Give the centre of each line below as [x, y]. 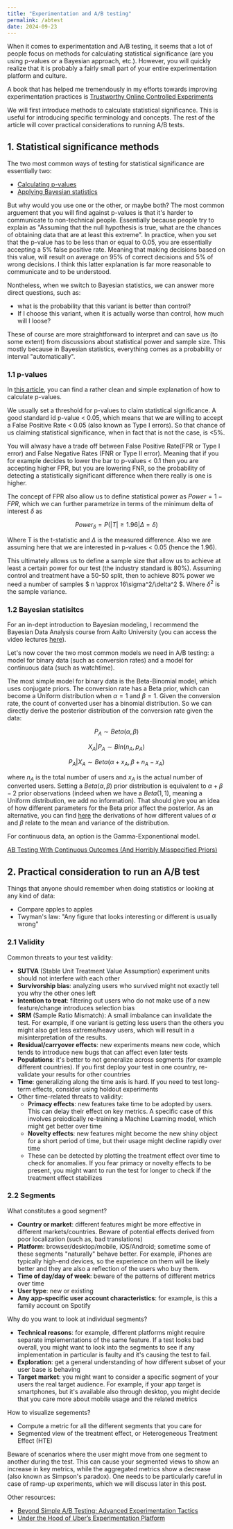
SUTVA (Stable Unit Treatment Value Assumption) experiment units [113, 971]
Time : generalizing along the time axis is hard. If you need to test [110, 1081]
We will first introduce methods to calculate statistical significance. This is [113, 110]
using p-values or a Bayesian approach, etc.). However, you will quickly [109, 61]
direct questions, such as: [44, 293]
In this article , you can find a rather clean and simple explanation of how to [114, 389]
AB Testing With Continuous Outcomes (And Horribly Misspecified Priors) [112, 850]
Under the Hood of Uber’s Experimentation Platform [91, 1518]
